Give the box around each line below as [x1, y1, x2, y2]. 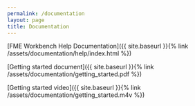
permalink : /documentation [7, 10, 85, 17]
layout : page [7, 17, 45, 24]
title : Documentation [7, 23, 70, 30]
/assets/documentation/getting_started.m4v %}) [7, 91, 145, 99]
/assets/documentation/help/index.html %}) [7, 49, 132, 58]
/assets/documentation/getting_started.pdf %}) [7, 70, 142, 78]
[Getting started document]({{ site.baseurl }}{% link [7, 63, 154, 71]
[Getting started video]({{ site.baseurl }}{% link [7, 84, 141, 92]
